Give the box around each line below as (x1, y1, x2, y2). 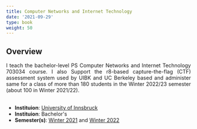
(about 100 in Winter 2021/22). (6, 87, 80, 94)
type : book (6, 19, 33, 25)
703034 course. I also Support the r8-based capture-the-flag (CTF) (6, 68, 191, 75)
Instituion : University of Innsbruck (14, 104, 98, 111)
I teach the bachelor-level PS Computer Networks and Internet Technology (6, 62, 191, 69)
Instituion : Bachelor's (14, 110, 67, 117)
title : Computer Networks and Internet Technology (6, 8, 133, 15)
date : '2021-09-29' (6, 14, 54, 20)
